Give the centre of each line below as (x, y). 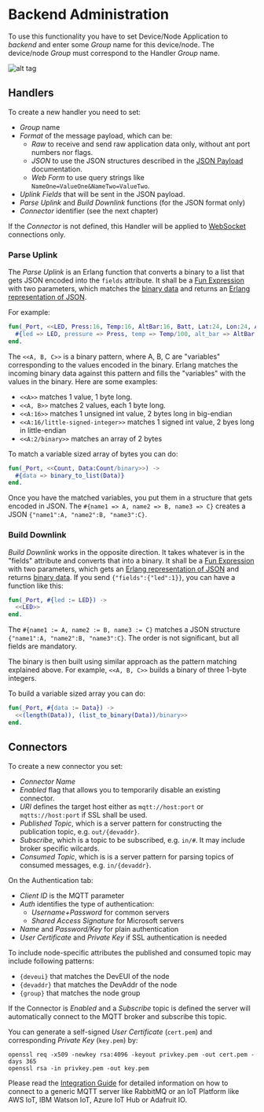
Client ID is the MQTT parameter (72, 896)
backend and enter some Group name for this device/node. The (111, 44)
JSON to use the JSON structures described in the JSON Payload (137, 161)
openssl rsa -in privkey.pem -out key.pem (79, 1068)
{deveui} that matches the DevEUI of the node (94, 976)
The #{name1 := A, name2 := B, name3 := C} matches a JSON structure (125, 630)
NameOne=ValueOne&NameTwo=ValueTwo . (90, 186)
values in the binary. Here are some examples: (83, 381)
